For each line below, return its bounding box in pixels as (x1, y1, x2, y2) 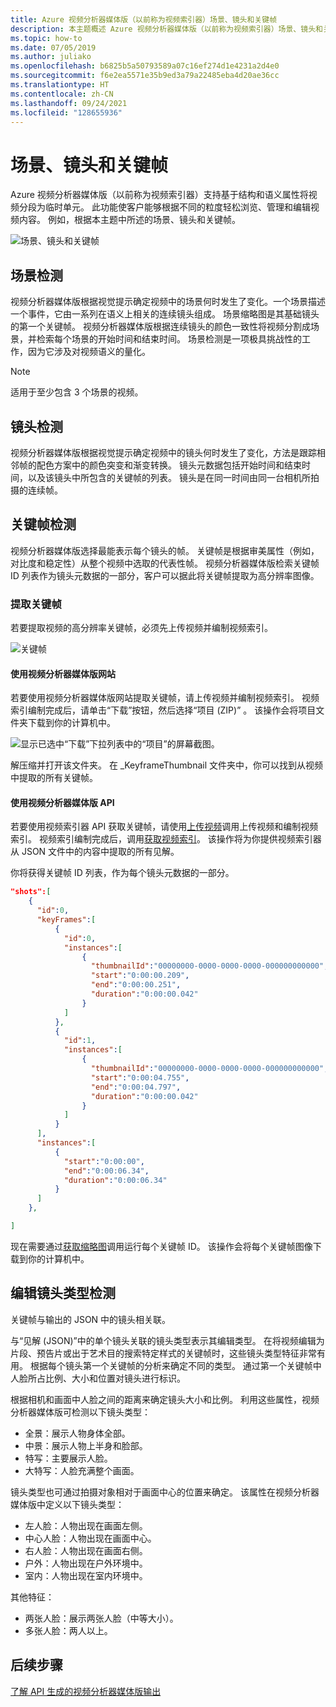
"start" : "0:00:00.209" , (90, 971, 190, 981)
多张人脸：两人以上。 (24, 1624, 113, 1636)
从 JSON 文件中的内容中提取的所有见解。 (10, 846, 180, 858)
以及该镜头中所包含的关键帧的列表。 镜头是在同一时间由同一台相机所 (27, 471, 311, 483)
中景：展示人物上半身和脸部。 (24, 1439, 148, 1451)
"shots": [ (10, 887, 52, 897)
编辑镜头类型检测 (10, 1285, 116, 1302)
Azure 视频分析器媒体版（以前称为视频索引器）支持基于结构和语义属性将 (10, 189, 309, 201)
